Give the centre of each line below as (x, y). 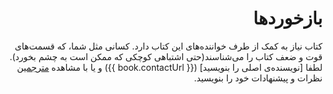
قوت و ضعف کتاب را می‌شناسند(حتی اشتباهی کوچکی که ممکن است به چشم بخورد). (166, 56)
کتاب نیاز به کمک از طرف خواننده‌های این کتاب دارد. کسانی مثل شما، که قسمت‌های (168, 46)
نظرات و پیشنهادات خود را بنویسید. (258, 78)
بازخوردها (288, 18)
